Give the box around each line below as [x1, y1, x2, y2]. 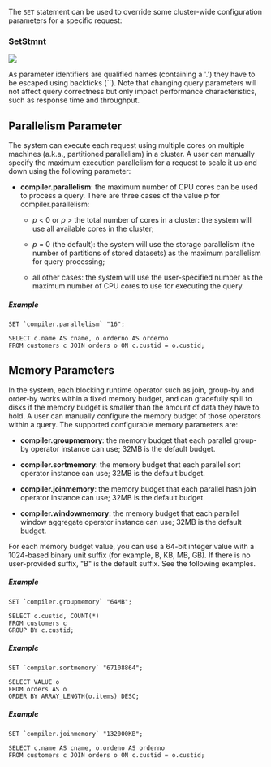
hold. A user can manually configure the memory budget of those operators [8, 410, 261, 421]
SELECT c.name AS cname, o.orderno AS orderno [8, 335, 169, 343]
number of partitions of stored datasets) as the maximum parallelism [32, 248, 261, 258]
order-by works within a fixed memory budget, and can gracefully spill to [8, 393, 253, 403]
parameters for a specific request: [8, 15, 123, 25]
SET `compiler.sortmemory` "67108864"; [8, 664, 144, 672]
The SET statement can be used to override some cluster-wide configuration [8, 7, 262, 16]
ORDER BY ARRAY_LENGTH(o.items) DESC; [8, 692, 140, 700]
